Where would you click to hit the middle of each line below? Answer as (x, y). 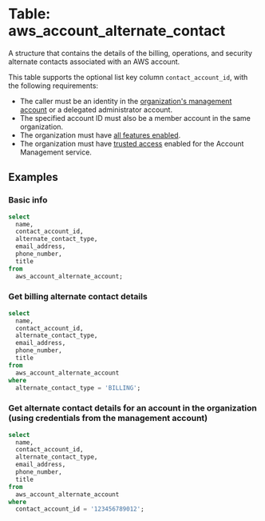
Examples (33, 177)
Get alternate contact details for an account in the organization (132, 408)
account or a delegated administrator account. (96, 110)
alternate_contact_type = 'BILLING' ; (78, 388)
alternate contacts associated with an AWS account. (94, 62)
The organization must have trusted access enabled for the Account (132, 143)
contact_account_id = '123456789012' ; (80, 509)
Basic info (28, 200)
